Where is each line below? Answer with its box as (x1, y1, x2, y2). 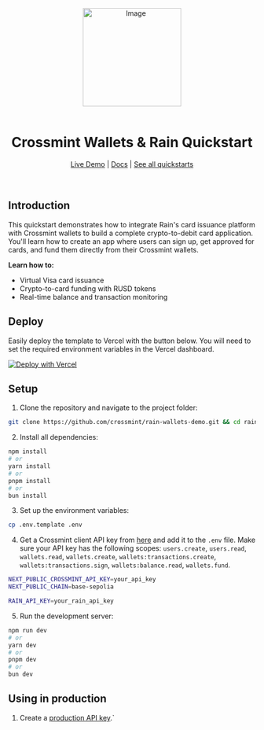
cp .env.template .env (8, 521, 82, 529)
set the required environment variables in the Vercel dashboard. (8, 344, 214, 353)
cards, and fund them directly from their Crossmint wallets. (8, 245, 199, 254)
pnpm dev (8, 656, 37, 664)
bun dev (8, 670, 34, 679)
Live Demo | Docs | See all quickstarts (70, 159, 194, 168)
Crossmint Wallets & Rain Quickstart (11, 134, 253, 152)
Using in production (8, 692, 108, 706)
